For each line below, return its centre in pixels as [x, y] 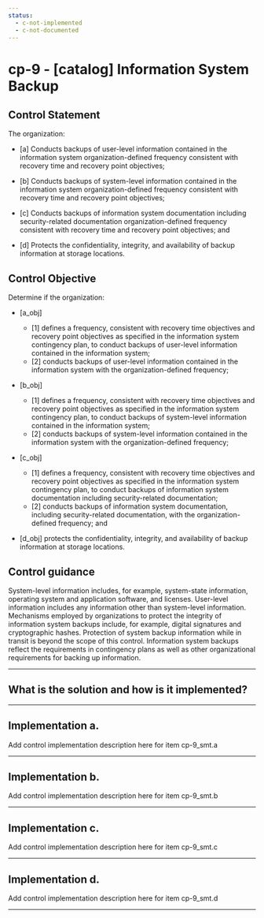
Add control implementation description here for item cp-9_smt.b [113, 796]
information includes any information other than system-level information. [127, 607]
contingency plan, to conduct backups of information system [130, 490]
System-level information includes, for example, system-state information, [128, 591]
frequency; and [82, 523]
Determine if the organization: [56, 297]
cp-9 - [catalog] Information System [129, 69]
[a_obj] [31, 313]
